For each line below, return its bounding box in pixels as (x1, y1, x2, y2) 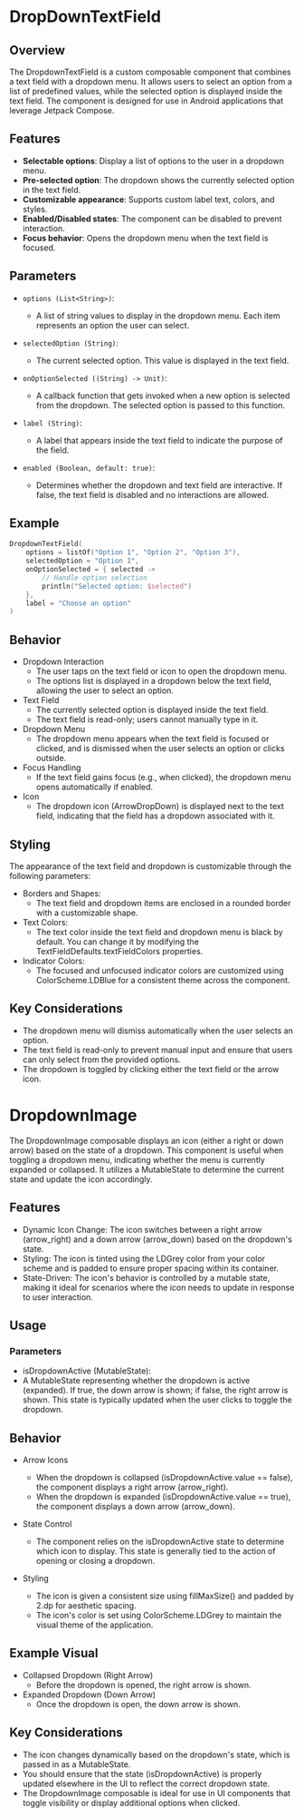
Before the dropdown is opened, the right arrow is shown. (35, 1679, 252, 1690)
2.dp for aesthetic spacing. (35, 1600, 138, 1611)
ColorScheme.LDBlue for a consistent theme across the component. (35, 974, 290, 985)
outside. (35, 753, 67, 764)
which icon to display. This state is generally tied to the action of (35, 1546, 276, 1557)
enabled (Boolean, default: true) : (22, 462, 156, 473)
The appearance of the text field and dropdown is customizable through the (9, 860, 292, 872)
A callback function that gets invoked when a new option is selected (35, 390, 290, 401)
